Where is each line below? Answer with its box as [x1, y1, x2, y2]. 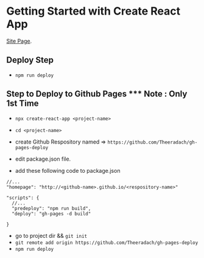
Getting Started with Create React [6, 4, 181, 18]
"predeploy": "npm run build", [12, 205, 91, 211]
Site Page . [6, 37, 32, 44]
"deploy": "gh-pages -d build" [12, 211, 91, 217]
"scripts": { [6, 195, 40, 201]
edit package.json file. [15, 155, 71, 162]
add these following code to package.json [15, 167, 121, 174]
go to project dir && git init [15, 232, 87, 239]
